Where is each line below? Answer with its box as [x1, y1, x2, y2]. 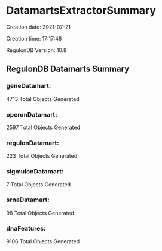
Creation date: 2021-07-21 [6, 23, 71, 30]
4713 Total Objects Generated [6, 95, 80, 102]
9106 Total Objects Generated [6, 238, 80, 245]
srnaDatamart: [6, 195, 50, 204]
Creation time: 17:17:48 [6, 35, 62, 42]
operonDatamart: [6, 110, 58, 118]
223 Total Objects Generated [6, 152, 78, 160]
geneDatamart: [6, 82, 51, 90]
